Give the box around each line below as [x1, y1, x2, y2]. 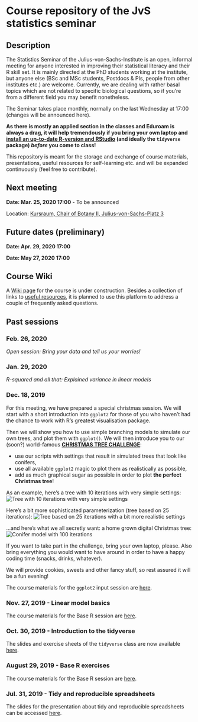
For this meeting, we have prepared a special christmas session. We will [6, 404, 181, 412]
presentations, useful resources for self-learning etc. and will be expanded [6, 160, 188, 166]
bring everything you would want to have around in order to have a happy [6, 548, 185, 555]
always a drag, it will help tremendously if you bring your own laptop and [6, 129, 188, 136]
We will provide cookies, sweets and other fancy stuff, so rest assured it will [6, 566, 191, 573]
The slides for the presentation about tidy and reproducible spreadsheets [6, 702, 184, 710]
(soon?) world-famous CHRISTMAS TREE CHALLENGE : [6, 441, 142, 448]
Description [6, 40, 50, 50]
